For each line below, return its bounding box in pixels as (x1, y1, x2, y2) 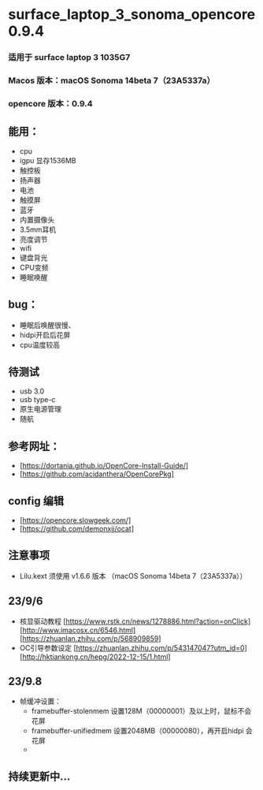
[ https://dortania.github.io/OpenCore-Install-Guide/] (19, 461, 189, 471)
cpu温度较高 (19, 340, 61, 349)
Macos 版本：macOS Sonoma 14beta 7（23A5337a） (8, 75, 215, 86)
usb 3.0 (19, 386, 45, 396)
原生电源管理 (19, 404, 61, 414)
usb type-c (19, 395, 56, 404)
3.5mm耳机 (19, 225, 57, 234)
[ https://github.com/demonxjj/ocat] (19, 524, 135, 534)
